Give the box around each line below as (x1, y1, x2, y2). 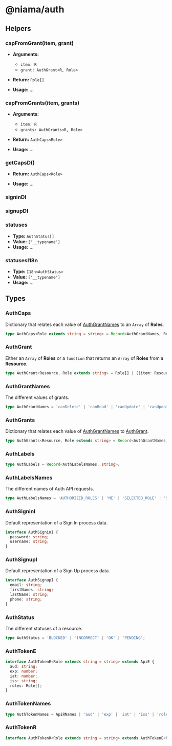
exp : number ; (10, 668, 38, 674)
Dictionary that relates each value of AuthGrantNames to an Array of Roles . (5, 321, 164, 327)
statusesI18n (5, 257, 38, 264)
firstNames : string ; (10, 587, 54, 592)
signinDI (5, 194, 27, 201)
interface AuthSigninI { (5, 530, 58, 535)
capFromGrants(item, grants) (5, 99, 80, 106)
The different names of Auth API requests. (5, 486, 94, 492)
